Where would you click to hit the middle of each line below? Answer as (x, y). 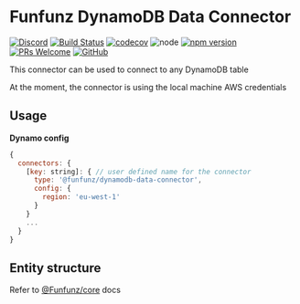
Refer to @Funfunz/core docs (65, 290)
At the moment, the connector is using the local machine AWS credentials (148, 87)
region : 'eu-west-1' (81, 197)
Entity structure (55, 268)
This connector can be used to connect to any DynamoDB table (129, 69)
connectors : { (44, 163)
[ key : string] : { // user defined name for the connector (139, 172)
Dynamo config (39, 138)
